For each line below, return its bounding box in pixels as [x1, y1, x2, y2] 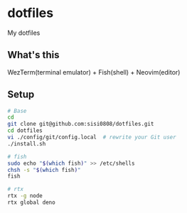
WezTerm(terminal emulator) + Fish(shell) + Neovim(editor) [7, 67, 181, 76]
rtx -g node [7, 192, 43, 200]
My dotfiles [7, 28, 41, 37]
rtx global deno [7, 199, 55, 207]
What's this [7, 49, 60, 61]
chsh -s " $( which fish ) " [7, 166, 81, 173]
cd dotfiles [7, 127, 43, 134]
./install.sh [7, 140, 46, 147]
